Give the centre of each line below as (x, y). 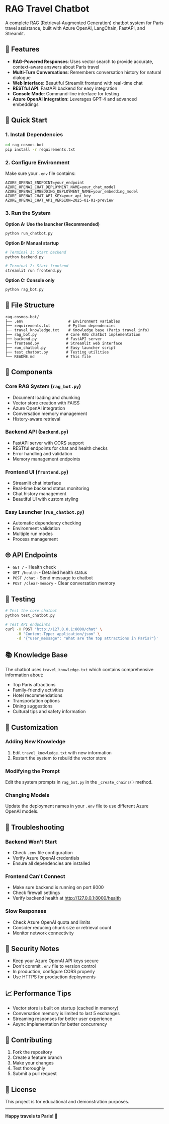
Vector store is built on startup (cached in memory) (65, 1008)
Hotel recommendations (37, 695)
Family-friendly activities (38, 690)
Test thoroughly (29, 1068)
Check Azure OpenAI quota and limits (51, 922)
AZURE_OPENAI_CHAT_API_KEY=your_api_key (48, 196)
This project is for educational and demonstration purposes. (67, 1101)
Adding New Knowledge (35, 742)
